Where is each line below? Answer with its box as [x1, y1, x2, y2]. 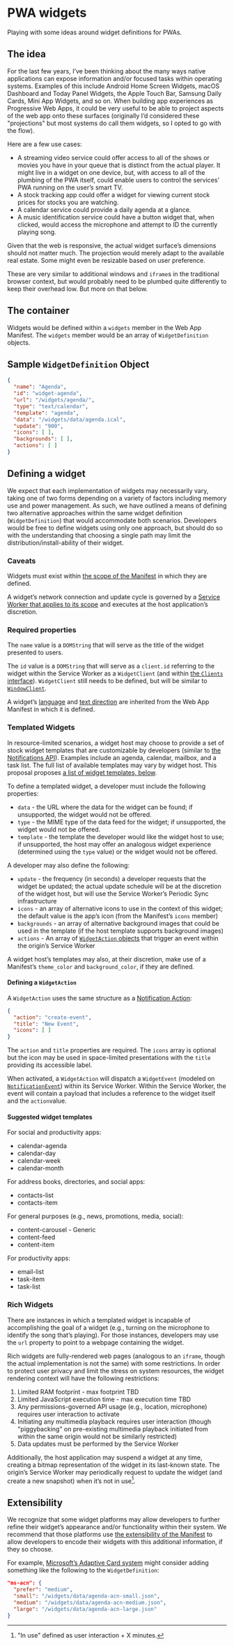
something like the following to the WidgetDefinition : [7, 1566, 159, 1575]
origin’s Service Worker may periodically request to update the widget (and [7, 1468, 223, 1476]
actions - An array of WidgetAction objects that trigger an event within [17, 933, 219, 942]
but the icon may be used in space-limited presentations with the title [7, 1054, 211, 1062]
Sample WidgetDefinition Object [7, 358, 150, 370]
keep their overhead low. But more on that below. [7, 285, 148, 293]
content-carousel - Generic [17, 1226, 96, 1234]
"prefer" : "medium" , [13, 1586, 73, 1593]
